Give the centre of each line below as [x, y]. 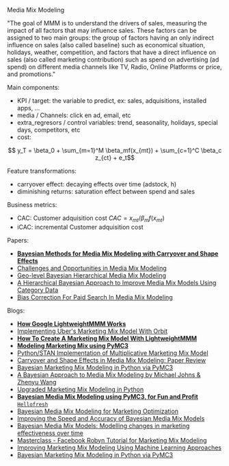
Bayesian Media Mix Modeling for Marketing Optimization [98, 411]
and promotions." [31, 74]
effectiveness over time [50, 433]
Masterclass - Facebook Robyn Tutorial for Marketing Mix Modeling [112, 440]
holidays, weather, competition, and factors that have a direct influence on [112, 52]
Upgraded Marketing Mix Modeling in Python [80, 389]
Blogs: [16, 310]
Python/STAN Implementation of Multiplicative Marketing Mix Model [112, 353]
